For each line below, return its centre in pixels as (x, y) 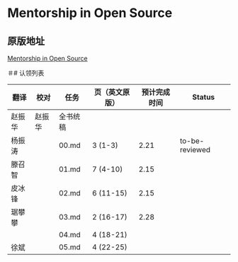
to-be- (192, 141)
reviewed (195, 150)
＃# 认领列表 (26, 73)
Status (204, 97)
